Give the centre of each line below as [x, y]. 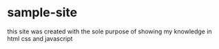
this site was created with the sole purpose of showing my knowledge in [109, 31]
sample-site [42, 13]
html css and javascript [40, 38]
